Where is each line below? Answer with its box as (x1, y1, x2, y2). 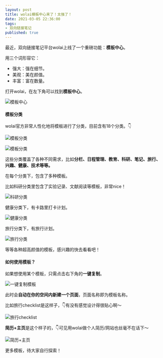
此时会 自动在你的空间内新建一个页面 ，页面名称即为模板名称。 (5, 292, 130, 298)
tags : (5, 21, 16, 26)
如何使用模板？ (5, 258, 35, 265)
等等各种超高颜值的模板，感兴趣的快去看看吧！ (5, 247, 100, 253)
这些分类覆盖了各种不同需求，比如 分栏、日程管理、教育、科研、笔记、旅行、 (5, 156, 161, 162)
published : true (5, 30, 38, 35)
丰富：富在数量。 (12, 78, 47, 84)
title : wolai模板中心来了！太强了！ (5, 12, 72, 17)
